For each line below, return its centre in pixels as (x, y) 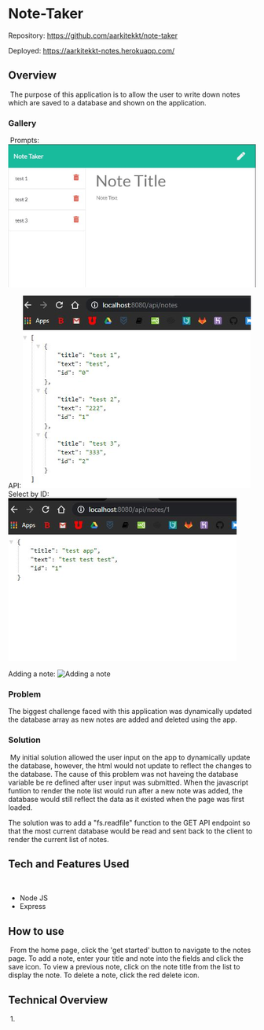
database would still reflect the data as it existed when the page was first (126, 799)
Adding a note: (32, 674)
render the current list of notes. (59, 839)
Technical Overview (58, 1000)
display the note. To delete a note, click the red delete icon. (104, 975)
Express (33, 907)
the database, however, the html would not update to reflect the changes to (130, 765)
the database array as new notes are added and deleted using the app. (123, 719)
